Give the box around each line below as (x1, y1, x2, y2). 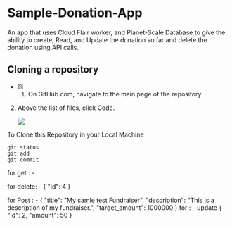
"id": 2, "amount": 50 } (7, 211, 72, 219)
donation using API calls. (7, 43, 79, 51)
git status (7, 144, 39, 151)
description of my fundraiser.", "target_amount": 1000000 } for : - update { (7, 203, 222, 212)
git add (7, 150, 30, 157)
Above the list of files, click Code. (17, 103, 115, 112)
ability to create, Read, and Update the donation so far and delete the (7, 35, 207, 44)
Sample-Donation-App (7, 5, 143, 21)
